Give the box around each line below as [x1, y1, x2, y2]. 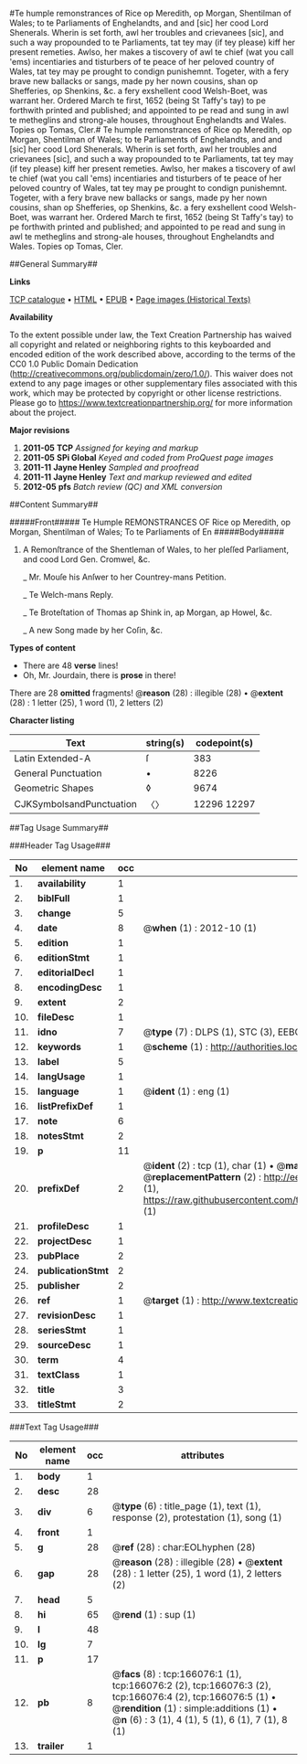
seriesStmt [37, 1324, 87, 1336]
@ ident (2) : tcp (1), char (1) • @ [143, 1160, 286, 1172]
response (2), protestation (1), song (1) [112, 1512, 282, 1524]
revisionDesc [37, 1309, 96, 1322]
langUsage [37, 1070, 86, 1082]
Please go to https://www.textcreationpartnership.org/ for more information [9, 398, 293, 408]
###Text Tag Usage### [9, 1421, 100, 1432]
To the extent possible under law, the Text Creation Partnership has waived [9, 329, 292, 340]
